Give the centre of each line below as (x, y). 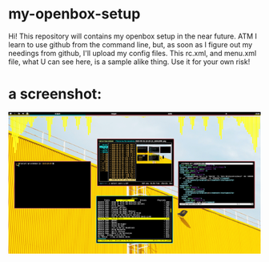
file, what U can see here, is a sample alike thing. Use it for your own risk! (129, 62)
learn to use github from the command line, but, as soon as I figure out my (130, 44)
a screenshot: (55, 94)
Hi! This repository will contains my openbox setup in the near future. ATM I (133, 36)
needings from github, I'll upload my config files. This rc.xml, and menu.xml (132, 53)
